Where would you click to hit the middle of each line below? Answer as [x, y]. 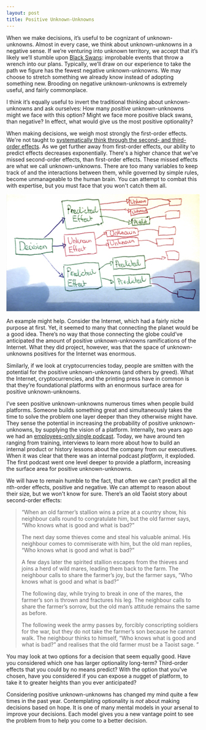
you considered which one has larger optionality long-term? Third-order [97, 663]
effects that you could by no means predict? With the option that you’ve [97, 670]
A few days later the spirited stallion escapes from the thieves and [105, 562]
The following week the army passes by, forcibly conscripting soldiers [110, 625]
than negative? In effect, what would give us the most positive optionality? [100, 121]
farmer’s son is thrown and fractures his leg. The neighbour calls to [106, 600]
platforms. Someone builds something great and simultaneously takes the [99, 410]
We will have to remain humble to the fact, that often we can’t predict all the [102, 481]
